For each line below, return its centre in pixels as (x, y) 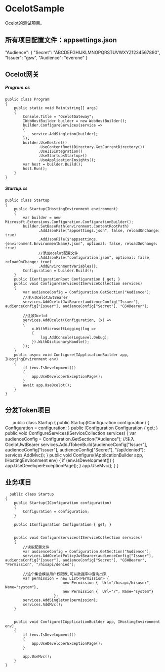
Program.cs (18, 87)
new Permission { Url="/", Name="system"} (108, 591)
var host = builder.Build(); (53, 165)
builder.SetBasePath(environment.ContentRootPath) (76, 226)
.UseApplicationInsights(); (67, 160)
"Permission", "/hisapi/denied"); (41, 564)
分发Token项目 (28, 410)
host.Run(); (35, 169)
